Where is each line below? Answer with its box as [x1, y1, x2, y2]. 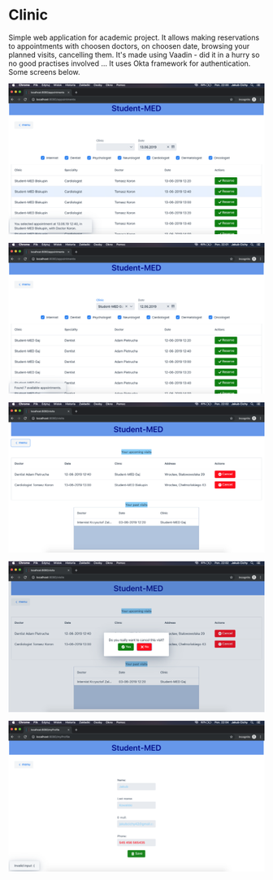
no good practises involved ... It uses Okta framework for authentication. [8, 59, 251, 68]
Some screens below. [8, 67, 80, 76]
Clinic [8, 6, 49, 24]
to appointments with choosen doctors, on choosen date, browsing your [8, 41, 250, 50]
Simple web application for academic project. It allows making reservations [8, 33, 260, 42]
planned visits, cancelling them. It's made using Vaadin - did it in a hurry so [8, 50, 260, 59]
